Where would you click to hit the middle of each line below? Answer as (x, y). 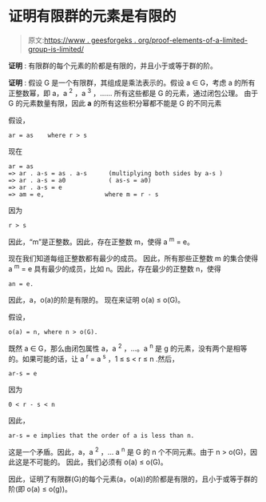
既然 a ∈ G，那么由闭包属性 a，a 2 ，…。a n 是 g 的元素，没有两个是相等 (128, 347)
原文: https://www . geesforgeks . (82, 40)
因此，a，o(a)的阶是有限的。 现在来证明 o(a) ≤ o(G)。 (97, 299)
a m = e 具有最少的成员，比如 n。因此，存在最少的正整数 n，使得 (115, 268)
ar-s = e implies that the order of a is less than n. (101, 436)
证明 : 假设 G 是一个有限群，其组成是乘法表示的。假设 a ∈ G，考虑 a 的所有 (132, 82)
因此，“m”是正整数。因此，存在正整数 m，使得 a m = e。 (101, 241)
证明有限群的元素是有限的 (93, 16)
